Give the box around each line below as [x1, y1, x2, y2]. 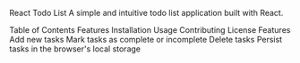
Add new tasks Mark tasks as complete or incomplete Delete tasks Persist [9, 35, 283, 44]
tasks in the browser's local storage [9, 43, 141, 54]
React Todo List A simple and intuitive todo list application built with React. [9, 8, 284, 18]
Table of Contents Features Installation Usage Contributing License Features [9, 25, 291, 35]
